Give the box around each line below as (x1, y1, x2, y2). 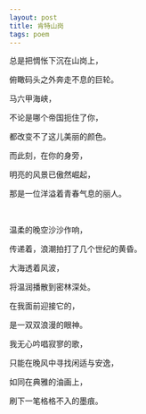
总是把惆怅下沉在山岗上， (9, 55, 103, 66)
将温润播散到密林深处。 (9, 282, 95, 292)
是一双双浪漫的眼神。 (9, 319, 87, 331)
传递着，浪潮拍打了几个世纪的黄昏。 (9, 243, 142, 255)
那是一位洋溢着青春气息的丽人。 (9, 189, 126, 199)
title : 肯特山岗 (9, 21, 64, 30)
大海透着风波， (9, 263, 64, 274)
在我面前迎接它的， (9, 300, 80, 311)
